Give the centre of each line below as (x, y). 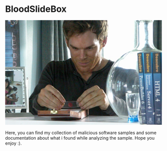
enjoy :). (13, 143)
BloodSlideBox (36, 9)
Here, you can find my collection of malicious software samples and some (81, 133)
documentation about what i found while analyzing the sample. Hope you (80, 138)
